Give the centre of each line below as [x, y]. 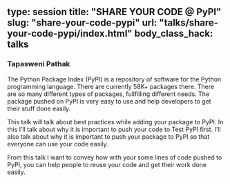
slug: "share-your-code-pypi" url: [82, 23]
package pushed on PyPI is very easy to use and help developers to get [109, 101]
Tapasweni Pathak [39, 64]
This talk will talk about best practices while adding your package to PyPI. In [115, 122]
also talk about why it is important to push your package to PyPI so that [108, 136]
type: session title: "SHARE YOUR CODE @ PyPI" [114, 12]
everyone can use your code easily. [58, 144]
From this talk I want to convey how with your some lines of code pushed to [115, 157]
